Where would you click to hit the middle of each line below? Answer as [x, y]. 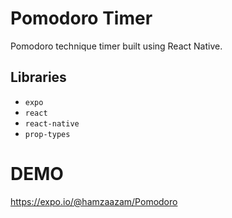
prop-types [47, 134]
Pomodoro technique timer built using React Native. [116, 46]
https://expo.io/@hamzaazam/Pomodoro [94, 201]
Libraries [38, 77]
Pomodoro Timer [81, 18]
